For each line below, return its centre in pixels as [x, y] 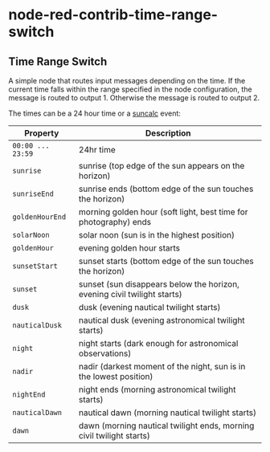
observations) [105, 353]
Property [41, 133]
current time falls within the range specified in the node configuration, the [130, 89]
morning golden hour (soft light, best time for [164, 212]
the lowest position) [116, 377]
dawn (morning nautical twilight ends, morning [167, 426]
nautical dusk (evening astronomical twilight [162, 320]
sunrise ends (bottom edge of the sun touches [166, 189]
